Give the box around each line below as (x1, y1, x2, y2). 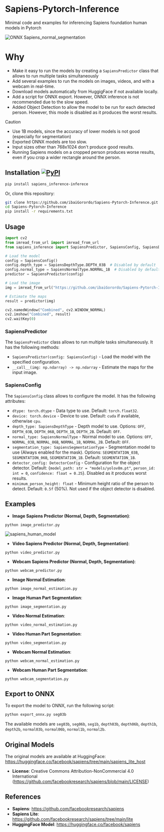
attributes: (5, 398, 26, 404)
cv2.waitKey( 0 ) (5, 317, 36, 321)
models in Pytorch (5, 24, 41, 30)
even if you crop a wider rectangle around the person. (12, 154, 121, 160)
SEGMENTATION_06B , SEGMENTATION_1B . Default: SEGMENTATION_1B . (12, 454, 136, 460)
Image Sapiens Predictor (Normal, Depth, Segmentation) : (12, 513, 130, 519)
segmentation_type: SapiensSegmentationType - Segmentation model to (12, 444, 155, 450)
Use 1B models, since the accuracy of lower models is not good (12, 128, 140, 134)
